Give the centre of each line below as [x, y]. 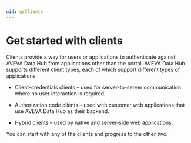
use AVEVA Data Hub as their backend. [62, 111]
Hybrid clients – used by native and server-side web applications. [94, 122]
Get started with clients [65, 40]
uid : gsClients [25, 11]
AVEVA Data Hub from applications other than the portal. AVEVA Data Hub [95, 63]
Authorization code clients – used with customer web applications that [100, 105]
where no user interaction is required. [60, 93]
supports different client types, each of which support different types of [93, 69]
